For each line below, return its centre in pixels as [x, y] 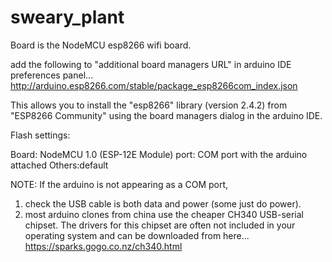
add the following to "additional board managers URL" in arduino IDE [151, 64]
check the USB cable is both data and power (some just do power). [163, 203]
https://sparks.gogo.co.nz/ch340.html [103, 246]
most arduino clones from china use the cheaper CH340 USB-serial [164, 214]
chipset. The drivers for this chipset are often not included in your [160, 225]
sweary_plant [67, 17]
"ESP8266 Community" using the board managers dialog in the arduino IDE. [166, 115]
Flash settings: [40, 135]
